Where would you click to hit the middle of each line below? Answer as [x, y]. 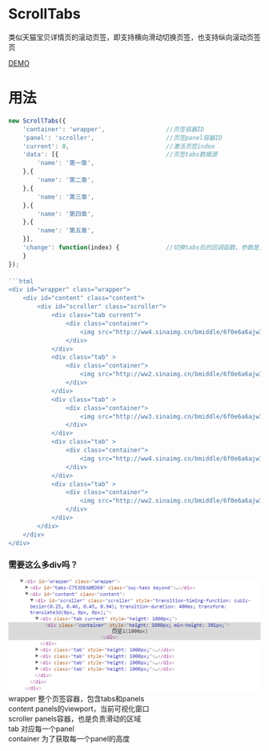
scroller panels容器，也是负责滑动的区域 [75, 718]
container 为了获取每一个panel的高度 [69, 738]
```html [21, 281]
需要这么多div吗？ [43, 565]
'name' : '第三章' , [66, 197]
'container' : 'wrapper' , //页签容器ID [114, 129]
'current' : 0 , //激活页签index [119, 146]
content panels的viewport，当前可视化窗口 [79, 709]
